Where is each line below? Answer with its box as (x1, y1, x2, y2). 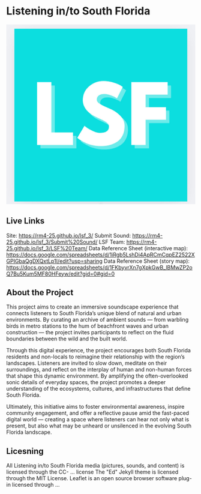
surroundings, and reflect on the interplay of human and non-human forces (6, 366, 192, 373)
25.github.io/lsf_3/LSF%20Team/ (6, 244, 88, 252)
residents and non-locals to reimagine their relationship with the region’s (6, 353, 185, 361)
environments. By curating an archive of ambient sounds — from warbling (6, 316, 189, 324)
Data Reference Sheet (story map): (104, 257, 190, 265)
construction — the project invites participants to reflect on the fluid (6, 329, 174, 336)
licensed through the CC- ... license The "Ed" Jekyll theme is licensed (6, 468, 179, 475)
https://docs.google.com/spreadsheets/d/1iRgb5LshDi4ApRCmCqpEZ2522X (6, 251, 195, 258)
